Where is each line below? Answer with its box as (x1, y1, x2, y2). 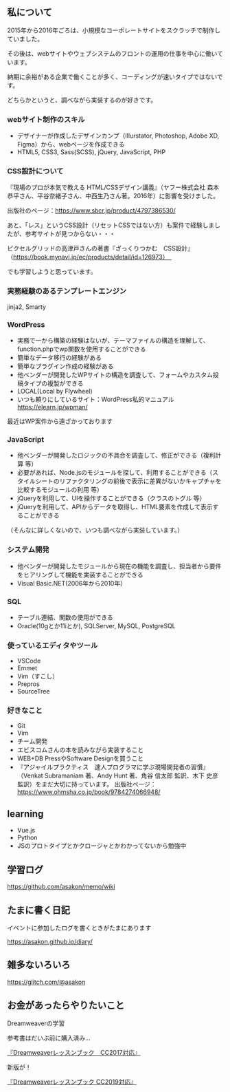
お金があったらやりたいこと (7, 1000, 125, 1011)
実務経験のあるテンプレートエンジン (7, 286, 127, 296)
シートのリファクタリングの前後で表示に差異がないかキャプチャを (35, 477, 222, 485)
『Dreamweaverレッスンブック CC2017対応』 (7, 1048, 141, 1056)
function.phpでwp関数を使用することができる (16, 345, 146, 353)
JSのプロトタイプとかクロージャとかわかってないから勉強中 (16, 842, 187, 850)
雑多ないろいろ (7, 959, 71, 971)
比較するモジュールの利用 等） (16, 486, 103, 494)
